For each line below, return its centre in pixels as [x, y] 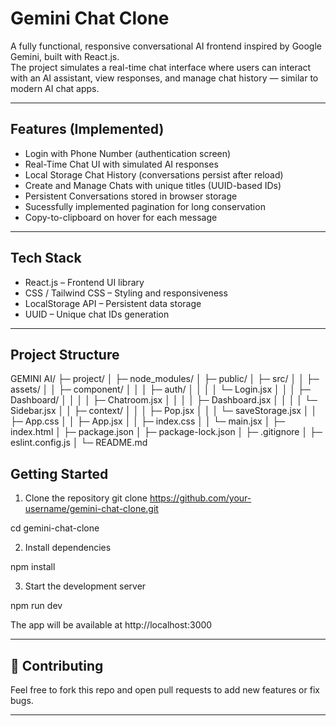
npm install [33, 567]
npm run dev [36, 606]
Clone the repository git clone [86, 498]
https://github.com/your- [200, 498]
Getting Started [59, 473]
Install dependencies [68, 548]
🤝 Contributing [57, 665]
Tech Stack [46, 258]
